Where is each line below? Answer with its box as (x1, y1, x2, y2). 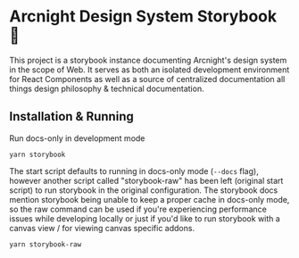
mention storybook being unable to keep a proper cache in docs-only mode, (9, 194, 290, 204)
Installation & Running (9, 109, 134, 124)
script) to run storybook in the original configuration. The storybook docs (9, 185, 278, 196)
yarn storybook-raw (9, 239, 82, 249)
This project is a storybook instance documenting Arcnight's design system (9, 54, 287, 65)
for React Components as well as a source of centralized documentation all (9, 73, 286, 84)
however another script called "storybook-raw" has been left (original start (9, 175, 284, 186)
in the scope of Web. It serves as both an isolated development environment (9, 64, 290, 75)
